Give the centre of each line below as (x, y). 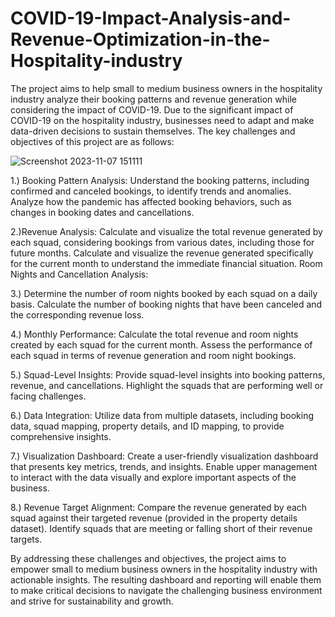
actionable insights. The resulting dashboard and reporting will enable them (166, 579)
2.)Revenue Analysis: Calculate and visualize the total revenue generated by (166, 231)
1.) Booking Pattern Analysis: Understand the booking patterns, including (160, 180)
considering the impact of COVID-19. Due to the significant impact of (152, 109)
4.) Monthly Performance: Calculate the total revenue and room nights (154, 334)
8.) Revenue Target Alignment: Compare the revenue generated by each (159, 507)
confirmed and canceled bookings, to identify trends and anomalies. (151, 191)
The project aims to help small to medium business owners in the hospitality (166, 88)
